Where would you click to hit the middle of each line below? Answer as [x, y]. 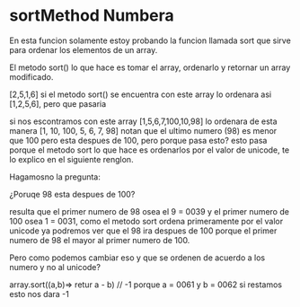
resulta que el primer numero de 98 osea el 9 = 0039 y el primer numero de [150, 211]
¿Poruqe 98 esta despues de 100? [72, 194]
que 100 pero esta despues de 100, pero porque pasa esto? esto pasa [138, 140]
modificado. [31, 76]
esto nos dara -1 [39, 294]
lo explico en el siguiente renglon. [71, 159]
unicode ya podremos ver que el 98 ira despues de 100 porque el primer [143, 231]
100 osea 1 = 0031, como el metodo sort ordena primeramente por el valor [146, 221]
